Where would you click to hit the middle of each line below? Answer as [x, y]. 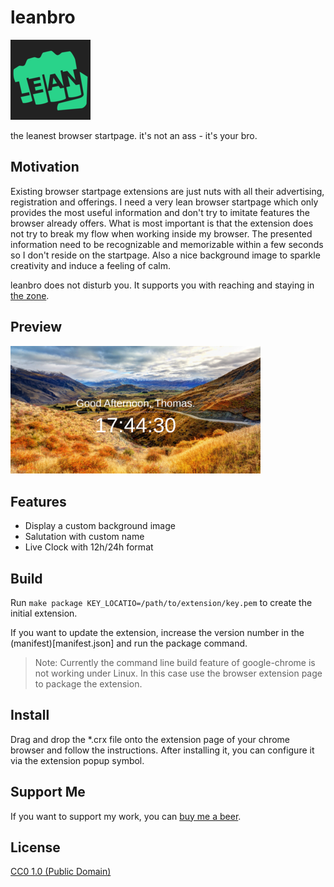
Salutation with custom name [84, 537]
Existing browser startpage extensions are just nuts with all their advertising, [167, 191]
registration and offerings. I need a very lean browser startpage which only [164, 202]
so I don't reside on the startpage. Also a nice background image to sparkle [165, 255]
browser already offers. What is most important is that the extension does [162, 223]
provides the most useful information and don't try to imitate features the [160, 212]
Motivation [45, 167]
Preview [36, 327]
